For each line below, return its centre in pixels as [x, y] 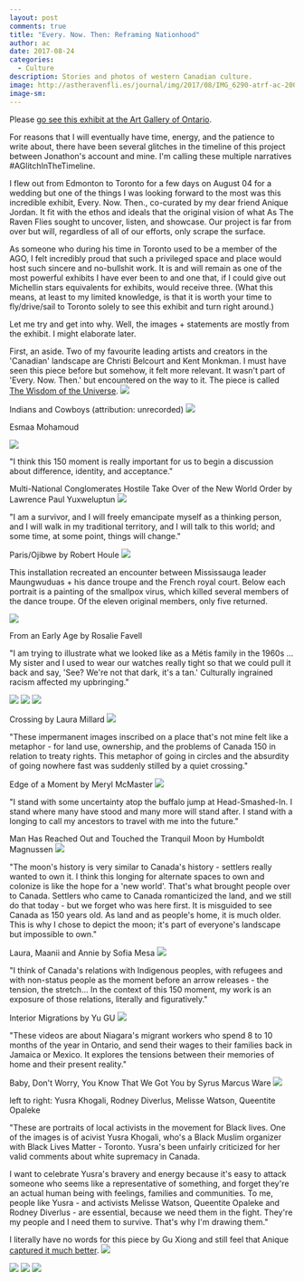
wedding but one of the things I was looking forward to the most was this [146, 193]
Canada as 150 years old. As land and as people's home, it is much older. [146, 915]
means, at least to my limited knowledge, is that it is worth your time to [141, 297]
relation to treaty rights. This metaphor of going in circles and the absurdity [149, 755]
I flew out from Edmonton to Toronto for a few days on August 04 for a [141, 183]
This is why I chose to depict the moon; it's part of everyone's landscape [145, 925]
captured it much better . [54, 1250]
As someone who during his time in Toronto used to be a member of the [143, 249]
